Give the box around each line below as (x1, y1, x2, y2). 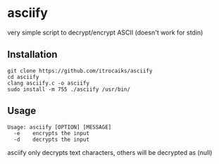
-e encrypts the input (13, 130, 90, 137)
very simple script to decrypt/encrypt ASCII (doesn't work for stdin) (7, 28, 204, 37)
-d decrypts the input (13, 136, 90, 143)
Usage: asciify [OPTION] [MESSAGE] (7, 123, 112, 131)
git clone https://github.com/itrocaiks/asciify (7, 67, 153, 75)
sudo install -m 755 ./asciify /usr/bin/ (7, 86, 131, 93)
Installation (7, 49, 58, 61)
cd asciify (7, 73, 39, 80)
